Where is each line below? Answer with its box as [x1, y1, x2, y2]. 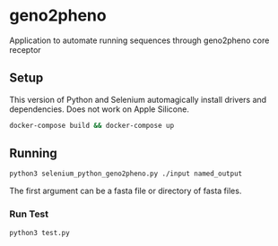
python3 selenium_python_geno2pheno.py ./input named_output [9, 169, 243, 179]
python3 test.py [9, 228, 70, 237]
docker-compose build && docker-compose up [9, 121, 175, 130]
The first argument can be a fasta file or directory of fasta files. [9, 185, 242, 197]
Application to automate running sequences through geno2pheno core [9, 35, 270, 46]
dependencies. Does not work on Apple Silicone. [9, 104, 190, 115]
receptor [9, 44, 42, 55]
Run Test [9, 208, 49, 220]
